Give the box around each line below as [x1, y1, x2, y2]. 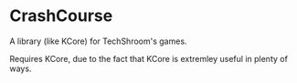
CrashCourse [9, 5, 113, 26]
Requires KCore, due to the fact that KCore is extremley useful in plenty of [9, 53, 288, 64]
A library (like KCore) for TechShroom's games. [9, 36, 187, 47]
